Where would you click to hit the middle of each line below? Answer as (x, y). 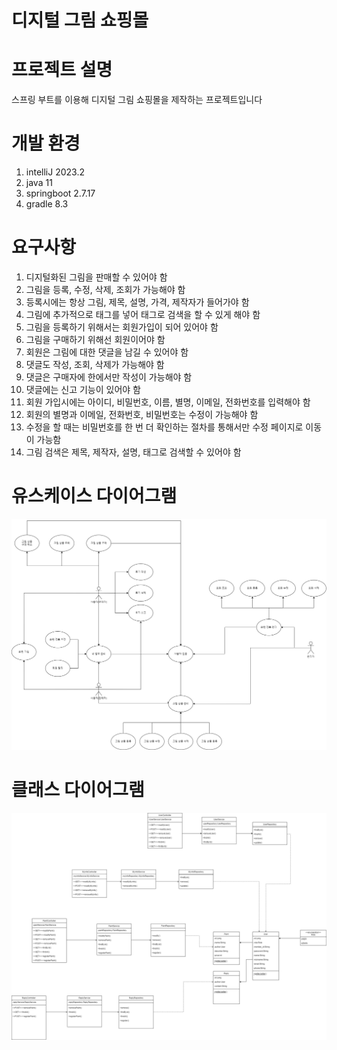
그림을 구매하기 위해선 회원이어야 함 (95, 339)
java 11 (39, 183)
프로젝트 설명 (62, 70)
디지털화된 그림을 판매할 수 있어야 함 (96, 277)
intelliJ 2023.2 (55, 172)
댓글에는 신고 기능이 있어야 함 (83, 389)
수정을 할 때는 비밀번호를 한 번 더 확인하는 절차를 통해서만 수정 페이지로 (164, 427)
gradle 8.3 (47, 204)
